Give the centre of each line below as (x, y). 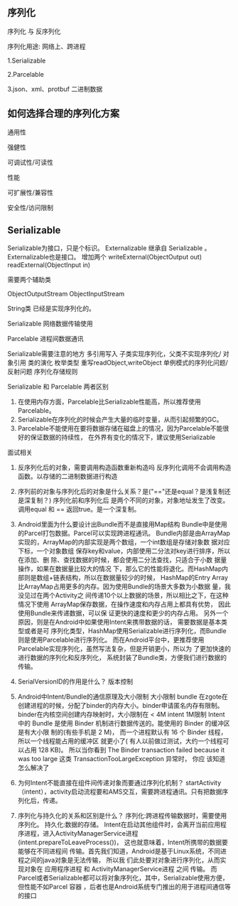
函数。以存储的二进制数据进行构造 (67, 476)
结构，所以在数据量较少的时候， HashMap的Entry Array (147, 578)
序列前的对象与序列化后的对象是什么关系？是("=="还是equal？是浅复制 (121, 492)
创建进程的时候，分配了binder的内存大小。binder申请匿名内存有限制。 (120, 706)
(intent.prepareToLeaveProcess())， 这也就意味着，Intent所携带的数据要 (123, 842)
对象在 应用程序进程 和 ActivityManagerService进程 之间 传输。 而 (120, 869)
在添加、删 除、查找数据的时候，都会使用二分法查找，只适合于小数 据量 (122, 560)
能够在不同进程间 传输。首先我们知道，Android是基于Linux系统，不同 (119, 851)
